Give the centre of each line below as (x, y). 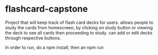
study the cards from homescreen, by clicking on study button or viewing (79, 27)
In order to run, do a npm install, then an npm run (55, 47)
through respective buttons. (33, 38)
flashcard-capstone (46, 9)
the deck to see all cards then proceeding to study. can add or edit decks (79, 33)
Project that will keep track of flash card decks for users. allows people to (79, 22)
